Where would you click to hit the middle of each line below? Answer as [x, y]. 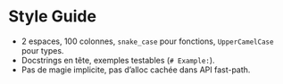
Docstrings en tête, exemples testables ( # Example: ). [118, 60]
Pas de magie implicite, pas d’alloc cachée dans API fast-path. [136, 70]
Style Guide [53, 17]
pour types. [42, 50]
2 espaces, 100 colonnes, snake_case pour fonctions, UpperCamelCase [147, 41]
